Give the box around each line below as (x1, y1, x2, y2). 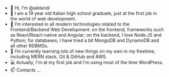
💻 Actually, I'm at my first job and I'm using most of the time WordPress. (10, 59, 164, 65)
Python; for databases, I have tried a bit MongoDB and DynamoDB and (10, 37, 159, 43)
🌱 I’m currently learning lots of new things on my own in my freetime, (10, 48, 156, 54)
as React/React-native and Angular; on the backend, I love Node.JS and (10, 32, 162, 38)
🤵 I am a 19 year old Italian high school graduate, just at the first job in (10, 10, 157, 16)
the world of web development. (10, 16, 77, 21)
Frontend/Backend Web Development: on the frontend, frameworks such (10, 27, 164, 33)
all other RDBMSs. (10, 43, 49, 48)
